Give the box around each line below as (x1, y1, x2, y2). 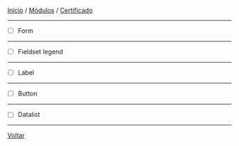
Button (17, 89, 38, 98)
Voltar (7, 131, 25, 140)
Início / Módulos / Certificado (7, 6, 93, 14)
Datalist (17, 110, 41, 119)
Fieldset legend (17, 48, 63, 56)
